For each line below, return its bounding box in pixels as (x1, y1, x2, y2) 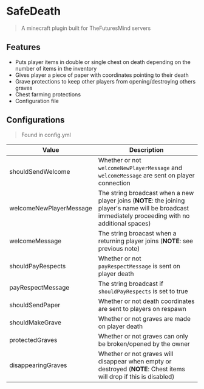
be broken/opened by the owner (98, 340, 190, 348)
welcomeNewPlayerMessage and (98, 163, 182, 172)
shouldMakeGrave (9, 318, 62, 327)
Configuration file (15, 97, 59, 104)
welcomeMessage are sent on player (98, 171, 195, 179)
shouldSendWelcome (9, 167, 70, 176)
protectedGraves (9, 335, 58, 344)
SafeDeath (6, 4, 61, 18)
